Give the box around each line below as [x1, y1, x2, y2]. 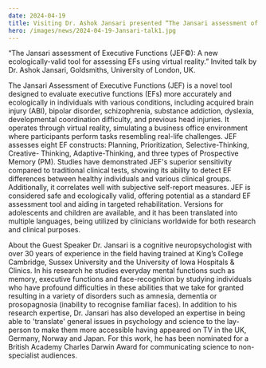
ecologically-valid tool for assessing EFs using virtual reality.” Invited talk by [8, 57, 257, 66]
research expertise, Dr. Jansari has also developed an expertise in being [8, 308, 245, 318]
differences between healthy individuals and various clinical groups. [8, 174, 232, 184]
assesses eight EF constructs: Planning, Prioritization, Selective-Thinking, [8, 140, 249, 150]
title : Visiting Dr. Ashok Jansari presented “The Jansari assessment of [8, 19, 259, 27]
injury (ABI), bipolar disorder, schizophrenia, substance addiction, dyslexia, [8, 106, 254, 116]
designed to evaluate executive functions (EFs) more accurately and [8, 89, 233, 99]
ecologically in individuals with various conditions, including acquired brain [8, 97, 254, 108]
